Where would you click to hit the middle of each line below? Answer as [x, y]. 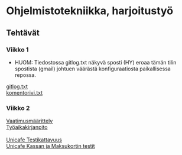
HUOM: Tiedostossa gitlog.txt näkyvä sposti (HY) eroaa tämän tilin [95, 62]
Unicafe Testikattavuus [34, 140]
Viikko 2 [18, 108]
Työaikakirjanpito [27, 127]
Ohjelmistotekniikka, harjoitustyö [90, 11]
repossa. [25, 75]
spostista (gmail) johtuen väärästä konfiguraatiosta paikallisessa [93, 69]
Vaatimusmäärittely [30, 121]
